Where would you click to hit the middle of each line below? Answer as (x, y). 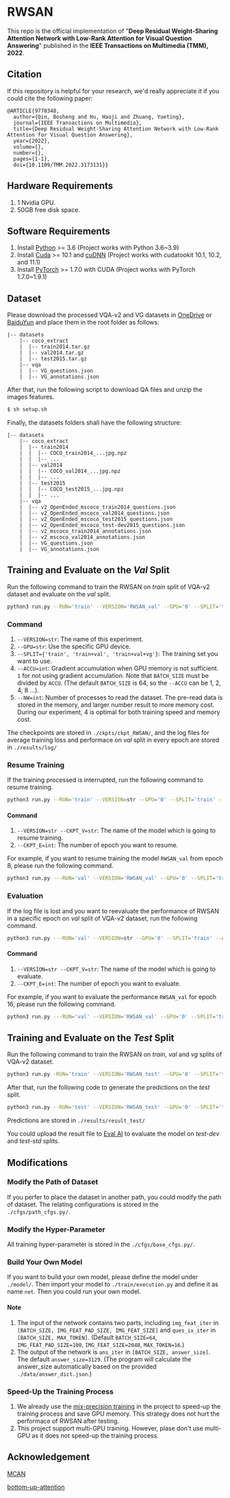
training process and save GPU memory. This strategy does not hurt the (118, 1414)
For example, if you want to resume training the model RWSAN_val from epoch (115, 858)
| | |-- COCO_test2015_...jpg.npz (72, 489)
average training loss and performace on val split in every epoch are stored (113, 740)
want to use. (35, 661)
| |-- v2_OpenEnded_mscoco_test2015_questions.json (96, 519)
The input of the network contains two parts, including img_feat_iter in (118, 1322)
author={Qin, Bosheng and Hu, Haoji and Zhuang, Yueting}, (99, 117)
